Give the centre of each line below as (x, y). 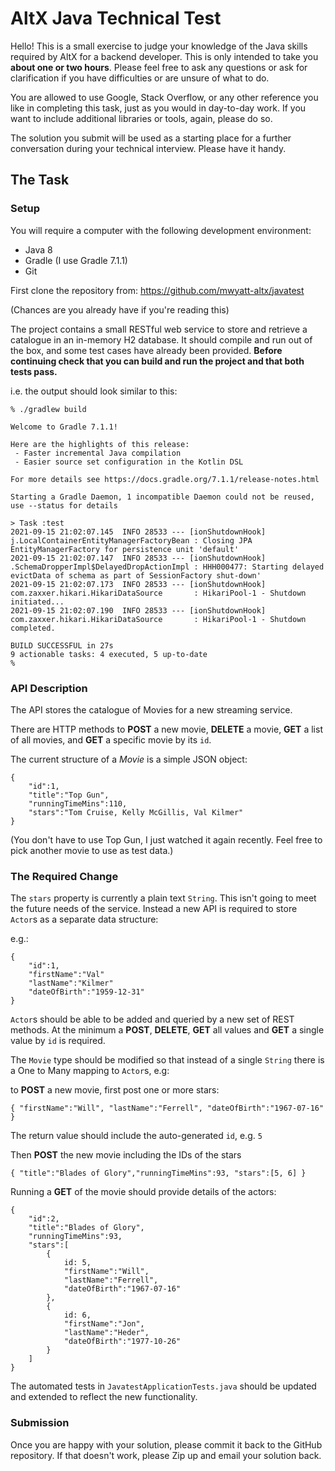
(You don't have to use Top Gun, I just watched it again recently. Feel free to (166, 839)
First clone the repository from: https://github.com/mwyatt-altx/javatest (157, 290)
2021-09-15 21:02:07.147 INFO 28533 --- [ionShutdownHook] (138, 558)
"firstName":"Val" (66, 975)
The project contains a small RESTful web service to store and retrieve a (159, 329)
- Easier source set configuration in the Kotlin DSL (129, 462)
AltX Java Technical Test (116, 18)
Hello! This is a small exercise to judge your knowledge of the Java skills (159, 46)
